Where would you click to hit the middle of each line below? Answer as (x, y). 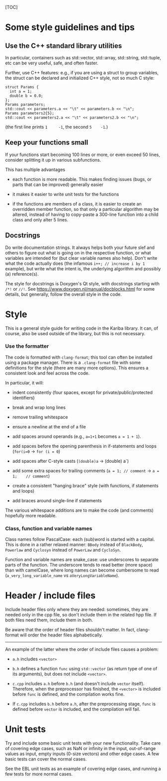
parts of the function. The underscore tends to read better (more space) (79, 565)
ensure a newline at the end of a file (49, 426)
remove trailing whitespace (40, 417)
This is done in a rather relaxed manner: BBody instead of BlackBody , (74, 545)
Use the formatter (27, 346)
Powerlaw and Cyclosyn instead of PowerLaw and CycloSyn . (63, 550)
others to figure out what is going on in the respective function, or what (78, 253)
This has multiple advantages (35, 170)
